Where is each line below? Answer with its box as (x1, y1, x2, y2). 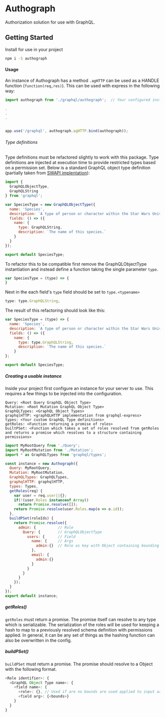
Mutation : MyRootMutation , (9, 470, 65, 475)
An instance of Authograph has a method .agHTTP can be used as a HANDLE (5, 77, 160, 83)
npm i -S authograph (5, 56, 48, 61)
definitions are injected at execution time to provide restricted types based (5, 160, 156, 165)
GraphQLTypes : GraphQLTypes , (9, 475, 69, 480)
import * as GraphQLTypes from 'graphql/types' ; (5, 452, 107, 457)
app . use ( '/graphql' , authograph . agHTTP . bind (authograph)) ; (5, 129, 129, 134)
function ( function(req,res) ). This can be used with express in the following (5, 83, 160, 88)
